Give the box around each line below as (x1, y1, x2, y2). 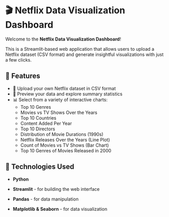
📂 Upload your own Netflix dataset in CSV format (12, 85, 116, 91)
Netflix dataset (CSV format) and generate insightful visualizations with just (5, 51, 164, 57)
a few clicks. (5, 56, 32, 63)
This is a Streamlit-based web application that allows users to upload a (5, 46, 155, 52)
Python (12, 176, 29, 182)
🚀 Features (5, 72, 40, 81)
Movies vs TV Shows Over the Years (20, 109, 98, 115)
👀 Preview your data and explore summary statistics (12, 91, 123, 97)
